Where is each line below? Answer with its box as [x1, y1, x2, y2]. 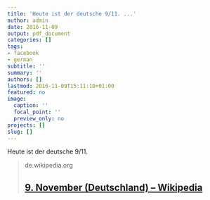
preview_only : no [13, 115, 65, 122]
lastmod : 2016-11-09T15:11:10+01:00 [7, 82, 114, 89]
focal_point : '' [13, 108, 61, 115]
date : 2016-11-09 [7, 23, 58, 30]
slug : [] [7, 128, 33, 135]
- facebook [7, 50, 39, 57]
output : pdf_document [7, 30, 71, 37]
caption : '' [13, 102, 49, 109]
